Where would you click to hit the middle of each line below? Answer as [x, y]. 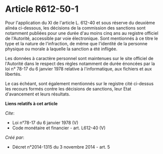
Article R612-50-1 [42, 9]
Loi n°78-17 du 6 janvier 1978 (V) [45, 123]
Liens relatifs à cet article [31, 103]
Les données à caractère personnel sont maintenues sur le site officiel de [79, 58]
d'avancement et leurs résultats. [38, 94]
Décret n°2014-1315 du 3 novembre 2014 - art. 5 [61, 147]
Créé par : [15, 137]
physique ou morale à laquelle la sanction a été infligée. [61, 49]
